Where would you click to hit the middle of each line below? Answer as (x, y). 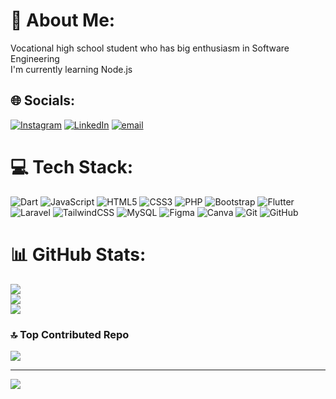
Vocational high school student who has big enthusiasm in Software (150, 48)
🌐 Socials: (43, 100)
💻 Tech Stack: (72, 166)
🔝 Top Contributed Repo (70, 334)
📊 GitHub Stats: (78, 254)
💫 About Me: (63, 20)
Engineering (35, 58)
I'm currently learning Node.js (71, 69)
